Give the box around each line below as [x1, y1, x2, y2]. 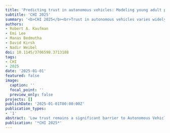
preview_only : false [10, 92, 53, 97]
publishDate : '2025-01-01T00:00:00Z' [5, 102, 85, 107]
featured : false [5, 73, 39, 78]
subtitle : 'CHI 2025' [5, 12, 51, 17]
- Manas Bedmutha [5, 36, 42, 41]
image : [5, 78, 19, 83]
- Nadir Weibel [5, 45, 37, 50]
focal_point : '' [10, 87, 44, 93]
